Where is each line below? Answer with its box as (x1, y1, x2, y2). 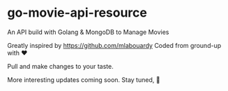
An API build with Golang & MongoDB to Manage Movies (7, 28, 169, 36)
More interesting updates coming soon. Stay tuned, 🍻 (7, 75, 160, 84)
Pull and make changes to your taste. (7, 62, 114, 70)
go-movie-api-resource (7, 5, 148, 21)
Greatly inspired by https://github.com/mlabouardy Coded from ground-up (7, 41, 222, 49)
